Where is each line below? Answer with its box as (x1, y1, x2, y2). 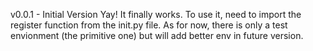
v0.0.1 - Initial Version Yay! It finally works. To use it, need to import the (10, 9, 302, 20)
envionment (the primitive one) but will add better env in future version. (10, 30, 304, 41)
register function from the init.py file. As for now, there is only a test (10, 19, 288, 31)
